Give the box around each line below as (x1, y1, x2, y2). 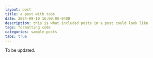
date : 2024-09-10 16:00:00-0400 (5, 16, 70, 21)
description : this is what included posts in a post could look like (5, 20, 149, 26)
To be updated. (5, 47, 35, 53)
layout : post (5, 7, 31, 12)
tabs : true (5, 34, 27, 39)
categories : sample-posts (5, 29, 57, 34)
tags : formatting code (5, 25, 51, 30)
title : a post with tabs (5, 12, 55, 16)
